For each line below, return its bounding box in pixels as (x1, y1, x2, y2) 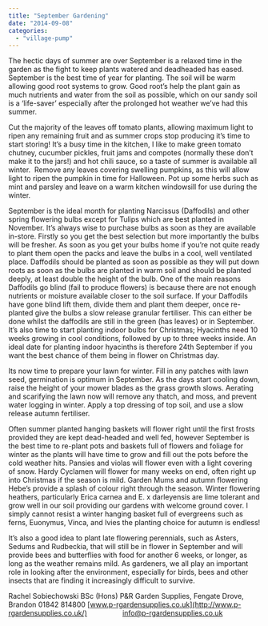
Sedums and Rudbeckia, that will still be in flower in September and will (8, 542, 243, 552)
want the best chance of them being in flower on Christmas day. (8, 351, 220, 360)
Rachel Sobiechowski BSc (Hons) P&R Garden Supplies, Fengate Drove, (8, 592, 244, 601)
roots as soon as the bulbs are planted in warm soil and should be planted (8, 266, 252, 275)
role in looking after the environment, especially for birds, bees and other (8, 568, 249, 577)
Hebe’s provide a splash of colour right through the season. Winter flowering (8, 484, 261, 493)
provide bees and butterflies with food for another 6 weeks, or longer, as (8, 550, 248, 560)
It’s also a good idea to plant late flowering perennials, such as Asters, (8, 533, 238, 543)
